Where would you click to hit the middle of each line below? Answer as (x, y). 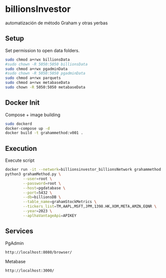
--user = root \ (38, 179)
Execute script (20, 160)
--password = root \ (42, 183)
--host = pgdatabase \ (44, 188)
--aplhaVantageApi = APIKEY (50, 215)
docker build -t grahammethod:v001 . (44, 133)
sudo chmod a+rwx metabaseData (38, 83)
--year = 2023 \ (38, 211)
